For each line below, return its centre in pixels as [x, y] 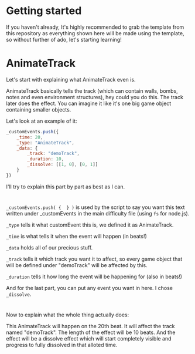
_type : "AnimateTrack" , [46, 143]
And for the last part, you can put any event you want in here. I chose [89, 288]
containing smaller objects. [39, 109]
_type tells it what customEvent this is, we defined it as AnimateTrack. [90, 225]
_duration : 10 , [46, 159]
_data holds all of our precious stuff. [49, 247]
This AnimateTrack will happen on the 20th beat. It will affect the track [90, 326]
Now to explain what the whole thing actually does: [68, 315]
